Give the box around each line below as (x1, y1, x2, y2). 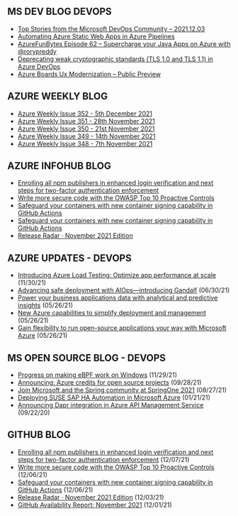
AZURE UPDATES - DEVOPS (7, 252, 132, 264)
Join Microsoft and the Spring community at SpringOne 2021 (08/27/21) (17, 386, 227, 395)
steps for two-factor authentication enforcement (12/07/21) (17, 455, 190, 463)
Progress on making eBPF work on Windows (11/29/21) (17, 370, 178, 379)
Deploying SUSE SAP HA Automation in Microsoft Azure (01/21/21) (17, 393, 211, 402)
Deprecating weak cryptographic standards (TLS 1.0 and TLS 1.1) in (17, 55, 214, 63)
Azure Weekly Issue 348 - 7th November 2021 (17, 139, 153, 148)
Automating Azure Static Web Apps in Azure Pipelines (17, 32, 175, 40)
